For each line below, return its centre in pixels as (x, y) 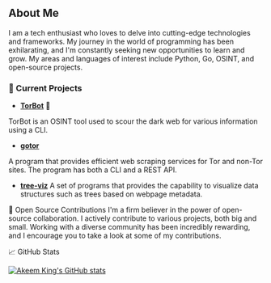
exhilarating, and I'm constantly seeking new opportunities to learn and (127, 50)
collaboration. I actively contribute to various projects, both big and (145, 218)
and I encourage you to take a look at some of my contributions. (115, 236)
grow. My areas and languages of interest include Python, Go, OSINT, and (131, 58)
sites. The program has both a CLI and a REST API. (93, 170)
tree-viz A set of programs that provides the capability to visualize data (139, 186)
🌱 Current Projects (45, 88)
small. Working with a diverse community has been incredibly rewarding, (129, 227)
